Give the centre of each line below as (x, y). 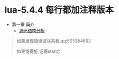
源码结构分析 (32, 30)
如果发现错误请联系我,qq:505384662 (54, 41)
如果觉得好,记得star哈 (38, 51)
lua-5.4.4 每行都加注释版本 (59, 10)
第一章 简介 (23, 24)
